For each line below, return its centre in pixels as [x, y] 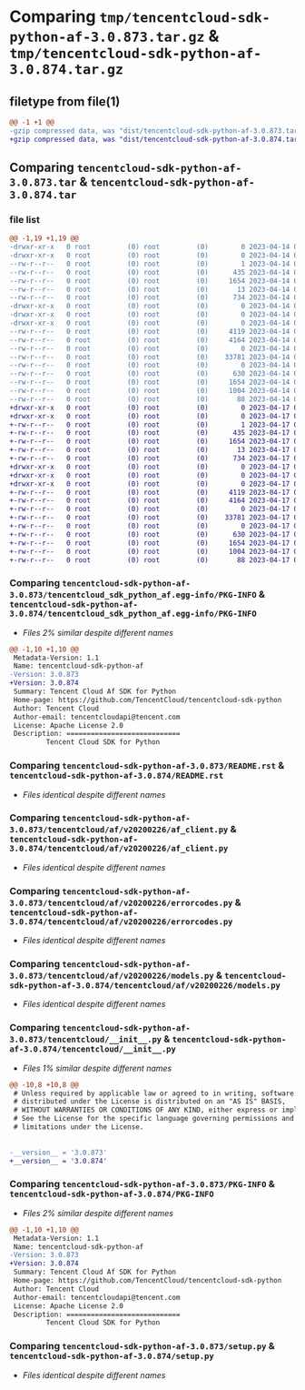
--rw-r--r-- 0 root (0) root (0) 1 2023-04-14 [150, 264]
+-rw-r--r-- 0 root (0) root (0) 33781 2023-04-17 [150, 518]
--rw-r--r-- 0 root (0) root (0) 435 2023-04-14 [150, 272]
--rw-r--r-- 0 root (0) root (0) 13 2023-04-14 [150, 289]
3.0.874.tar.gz [67, 70]
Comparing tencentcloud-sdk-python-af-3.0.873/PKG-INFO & [142, 1184]
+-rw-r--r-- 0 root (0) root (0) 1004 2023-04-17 [150, 551]
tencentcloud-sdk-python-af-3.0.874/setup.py [112, 1356]
